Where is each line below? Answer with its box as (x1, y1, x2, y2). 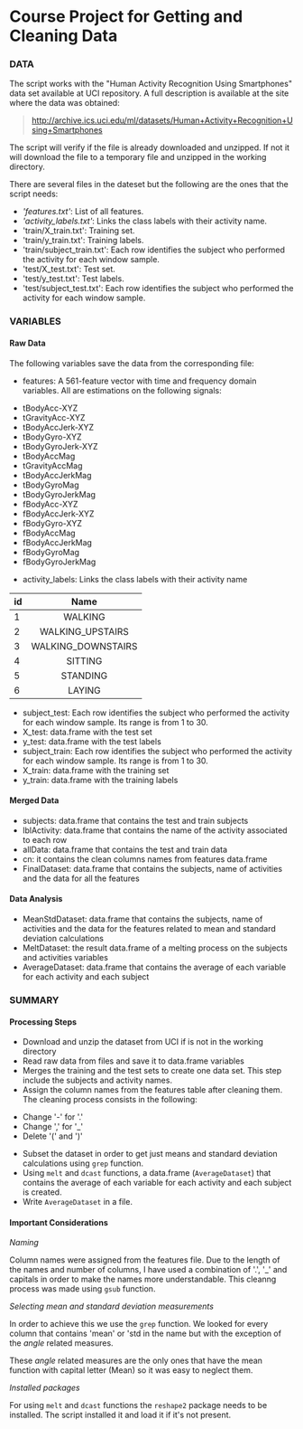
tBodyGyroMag (22, 479, 79, 490)
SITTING (66, 654, 103, 667)
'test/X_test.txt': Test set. (22, 264, 115, 275)
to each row (22, 834, 68, 845)
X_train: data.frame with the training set (22, 764, 170, 775)
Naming (9, 1237, 39, 1248)
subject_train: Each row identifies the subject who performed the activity (22, 745, 293, 756)
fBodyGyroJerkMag (22, 556, 96, 567)
